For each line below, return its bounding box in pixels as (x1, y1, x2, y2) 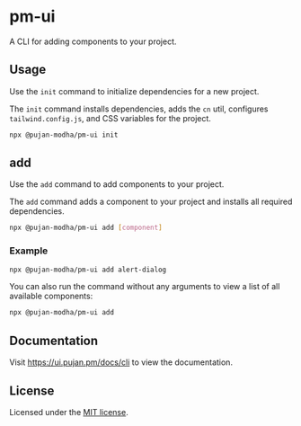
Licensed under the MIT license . (9, 406, 128, 417)
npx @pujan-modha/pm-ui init (9, 130, 119, 139)
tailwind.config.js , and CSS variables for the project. (9, 112, 211, 123)
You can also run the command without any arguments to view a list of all (9, 281, 280, 292)
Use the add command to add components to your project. (9, 179, 225, 190)
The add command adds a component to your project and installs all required (9, 196, 293, 208)
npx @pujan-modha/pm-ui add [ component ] (9, 223, 164, 233)
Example (9, 244, 49, 257)
